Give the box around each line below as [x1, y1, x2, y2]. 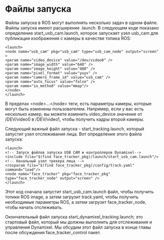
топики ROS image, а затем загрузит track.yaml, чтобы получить [5, 194, 139, 200]
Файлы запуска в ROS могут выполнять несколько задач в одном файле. [5, 20, 158, 26]
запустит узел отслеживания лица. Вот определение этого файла [5, 131, 142, 137]
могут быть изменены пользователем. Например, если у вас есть [5, 106, 144, 111]
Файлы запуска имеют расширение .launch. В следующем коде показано [5, 25, 159, 30]
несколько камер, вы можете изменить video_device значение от [5, 111, 142, 117]
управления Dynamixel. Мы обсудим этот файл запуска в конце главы [5, 224, 151, 230]
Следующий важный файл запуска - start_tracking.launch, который [5, 126, 144, 132]
